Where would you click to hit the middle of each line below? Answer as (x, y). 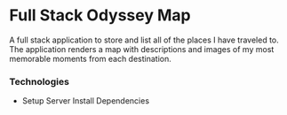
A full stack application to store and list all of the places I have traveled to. (144, 40)
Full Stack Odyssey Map (100, 15)
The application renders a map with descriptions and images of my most (142, 49)
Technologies (39, 81)
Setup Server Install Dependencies (85, 101)
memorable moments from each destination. (90, 58)
